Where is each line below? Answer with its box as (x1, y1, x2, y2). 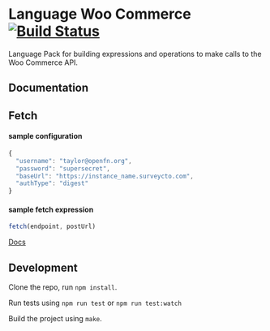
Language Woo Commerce (8, 5, 192, 24)
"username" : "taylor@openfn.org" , (15, 157, 132, 165)
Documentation (8, 81, 89, 95)
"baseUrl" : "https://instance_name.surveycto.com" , (15, 172, 195, 180)
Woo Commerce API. (8, 58, 79, 67)
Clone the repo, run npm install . (8, 282, 118, 292)
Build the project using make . (8, 314, 103, 324)
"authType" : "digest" (15, 179, 89, 187)
